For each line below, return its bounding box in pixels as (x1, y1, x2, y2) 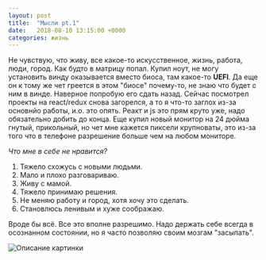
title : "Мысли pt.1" (8, 19, 80, 27)
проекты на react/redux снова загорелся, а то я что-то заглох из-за (8, 97, 237, 107)
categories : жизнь (8, 33, 69, 42)
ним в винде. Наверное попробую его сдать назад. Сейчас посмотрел (8, 89, 249, 99)
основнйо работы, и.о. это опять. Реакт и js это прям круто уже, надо (8, 106, 245, 116)
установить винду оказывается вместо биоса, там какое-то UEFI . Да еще (8, 72, 258, 82)
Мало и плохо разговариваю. (19, 170, 119, 180)
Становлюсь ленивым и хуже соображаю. (19, 204, 164, 214)
